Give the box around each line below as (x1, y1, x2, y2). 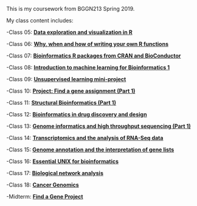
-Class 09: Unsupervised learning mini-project (6, 76, 126, 82)
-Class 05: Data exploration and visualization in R (6, 28, 133, 36)
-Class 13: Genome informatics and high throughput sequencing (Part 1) (6, 122, 192, 130)
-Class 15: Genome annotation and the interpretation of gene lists (6, 146, 175, 153)
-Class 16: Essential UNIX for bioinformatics (6, 158, 119, 165)
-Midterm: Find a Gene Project (6, 193, 83, 200)
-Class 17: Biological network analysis (6, 170, 103, 176)
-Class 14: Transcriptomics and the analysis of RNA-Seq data (6, 135, 164, 141)
